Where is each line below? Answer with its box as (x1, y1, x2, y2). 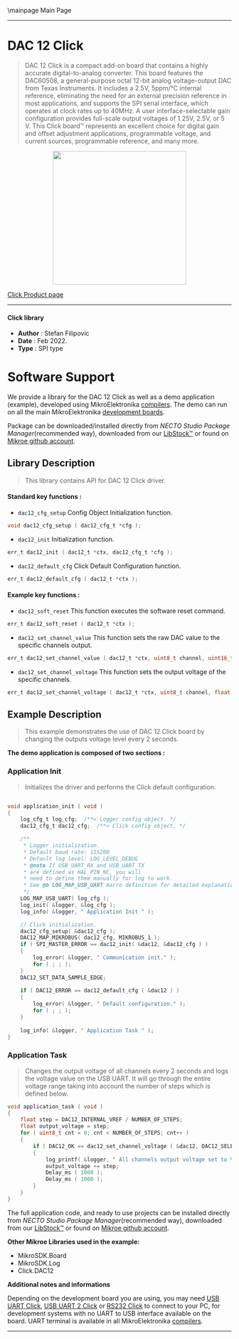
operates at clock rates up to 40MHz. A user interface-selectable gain (24, 106, 230, 115)
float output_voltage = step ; (20, 1123, 110, 1130)
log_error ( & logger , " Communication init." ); (33, 954, 176, 962)
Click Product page (7, 290, 64, 298)
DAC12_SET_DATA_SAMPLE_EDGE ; (20, 974, 107, 981)
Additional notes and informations (7, 1280, 110, 1288)
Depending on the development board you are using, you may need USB (7, 1293, 220, 1302)
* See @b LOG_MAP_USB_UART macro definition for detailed (23, 882, 199, 889)
